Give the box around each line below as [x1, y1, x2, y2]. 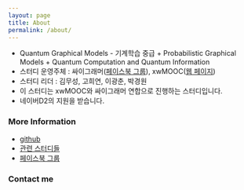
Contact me [8, 174, 54, 185]
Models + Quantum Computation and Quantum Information [19, 57, 210, 67]
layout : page [8, 11, 51, 20]
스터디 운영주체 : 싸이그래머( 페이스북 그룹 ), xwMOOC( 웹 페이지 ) [19, 67, 216, 76]
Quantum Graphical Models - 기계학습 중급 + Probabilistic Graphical [19, 49, 237, 58]
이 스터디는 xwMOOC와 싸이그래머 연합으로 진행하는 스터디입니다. [19, 86, 223, 96]
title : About [8, 19, 51, 27]
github [19, 134, 41, 144]
